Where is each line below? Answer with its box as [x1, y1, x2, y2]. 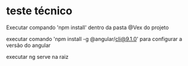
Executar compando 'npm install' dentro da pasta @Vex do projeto [6, 24, 169, 31]
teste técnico [6, 4, 73, 18]
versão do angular [6, 42, 51, 49]
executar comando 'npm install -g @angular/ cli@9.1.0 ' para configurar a [6, 35, 183, 42]
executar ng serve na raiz [6, 53, 69, 60]
